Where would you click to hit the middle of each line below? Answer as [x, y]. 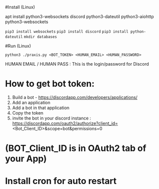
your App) [26, 159]
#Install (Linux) [20, 7]
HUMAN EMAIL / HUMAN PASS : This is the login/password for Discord [77, 64]
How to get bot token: [50, 84]
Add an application [31, 102]
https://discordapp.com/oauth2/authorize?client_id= [65, 123]
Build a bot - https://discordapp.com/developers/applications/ [75, 97]
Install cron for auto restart [61, 181]
